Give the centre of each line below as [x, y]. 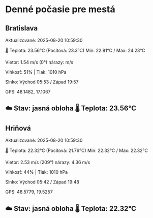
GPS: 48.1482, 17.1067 [28, 92]
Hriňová [18, 128]
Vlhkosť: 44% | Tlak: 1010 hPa [37, 172]
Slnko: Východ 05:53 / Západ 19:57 [42, 82]
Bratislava [22, 28]
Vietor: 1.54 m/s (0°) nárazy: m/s [39, 62]
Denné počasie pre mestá [60, 9]
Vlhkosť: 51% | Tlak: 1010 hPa [36, 72]
